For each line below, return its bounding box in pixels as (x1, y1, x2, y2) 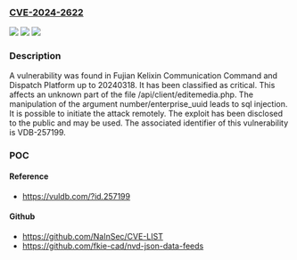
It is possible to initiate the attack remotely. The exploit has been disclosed (9, 108, 284, 118)
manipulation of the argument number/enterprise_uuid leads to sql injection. (9, 98, 288, 109)
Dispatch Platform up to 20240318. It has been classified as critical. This (9, 79, 276, 90)
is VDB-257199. (9, 126, 67, 137)
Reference (9, 171, 49, 182)
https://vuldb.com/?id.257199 (21, 191, 131, 201)
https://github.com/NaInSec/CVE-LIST (21, 231, 163, 241)
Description (9, 50, 62, 62)
